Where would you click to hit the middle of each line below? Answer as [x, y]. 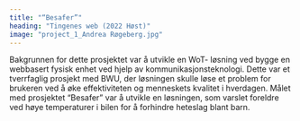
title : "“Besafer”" [46, 17]
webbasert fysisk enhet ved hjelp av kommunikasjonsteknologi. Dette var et [150, 69]
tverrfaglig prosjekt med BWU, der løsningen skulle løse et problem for [141, 79]
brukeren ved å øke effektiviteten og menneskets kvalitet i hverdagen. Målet [150, 88]
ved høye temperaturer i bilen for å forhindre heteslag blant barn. [130, 108]
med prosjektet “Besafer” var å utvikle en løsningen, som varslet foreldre [144, 98]
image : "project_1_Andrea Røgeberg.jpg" [86, 34]
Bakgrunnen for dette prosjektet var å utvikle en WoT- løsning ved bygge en [150, 60]
